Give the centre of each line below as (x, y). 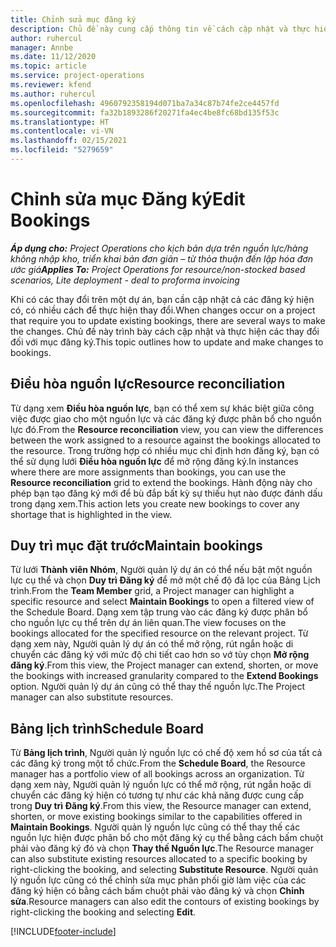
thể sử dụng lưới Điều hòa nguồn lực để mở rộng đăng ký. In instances (154, 461)
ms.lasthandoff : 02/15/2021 (69, 141)
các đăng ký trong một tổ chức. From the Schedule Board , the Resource (158, 763)
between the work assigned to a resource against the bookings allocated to (165, 440)
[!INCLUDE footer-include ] (63, 932)
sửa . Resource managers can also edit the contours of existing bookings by (165, 902)
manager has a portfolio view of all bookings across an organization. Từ (157, 774)
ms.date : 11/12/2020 (53, 57)
